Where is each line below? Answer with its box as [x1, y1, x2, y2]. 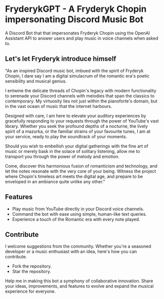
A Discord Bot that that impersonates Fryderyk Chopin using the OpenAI [5, 30, 150, 36]
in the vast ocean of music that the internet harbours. [5, 103, 112, 109]
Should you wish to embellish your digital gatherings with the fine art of [5, 143, 148, 149]
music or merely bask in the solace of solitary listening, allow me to [5, 148, 140, 154]
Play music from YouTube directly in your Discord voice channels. [12, 206, 144, 212]
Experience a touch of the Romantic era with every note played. [12, 216, 141, 222]
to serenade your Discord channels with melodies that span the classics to [5, 93, 155, 99]
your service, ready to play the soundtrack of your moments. [5, 133, 127, 139]
